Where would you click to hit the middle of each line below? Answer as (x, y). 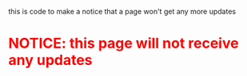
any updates (51, 61)
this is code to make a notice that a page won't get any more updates (122, 11)
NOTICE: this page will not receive (124, 44)
